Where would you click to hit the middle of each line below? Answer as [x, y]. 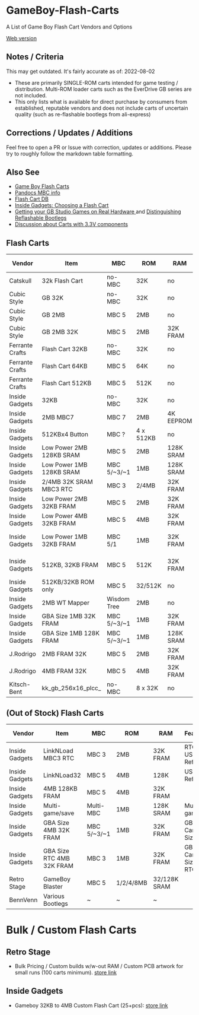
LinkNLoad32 [62, 775]
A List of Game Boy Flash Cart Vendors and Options [69, 27]
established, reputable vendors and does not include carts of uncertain [101, 108]
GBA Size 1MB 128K [70, 633]
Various [54, 896]
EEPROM [180, 421]
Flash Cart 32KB [65, 349]
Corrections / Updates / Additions [70, 133]
